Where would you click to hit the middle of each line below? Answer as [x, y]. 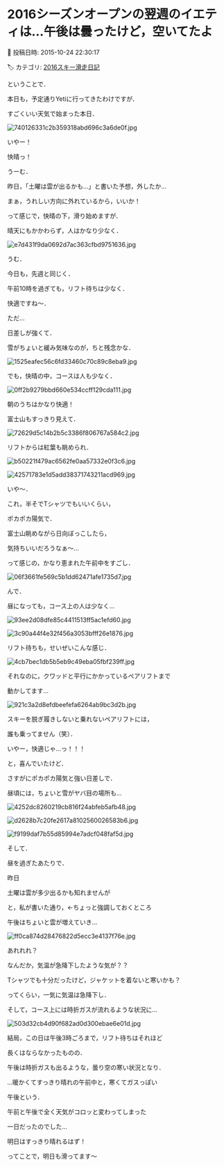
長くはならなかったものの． [47, 1052]
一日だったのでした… [37, 1126]
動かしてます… [28, 690]
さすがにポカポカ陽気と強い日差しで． [62, 778]
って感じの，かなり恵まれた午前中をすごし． [71, 563]
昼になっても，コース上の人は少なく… [61, 605]
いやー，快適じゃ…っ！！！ [46, 748]
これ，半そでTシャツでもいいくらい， [61, 503]
